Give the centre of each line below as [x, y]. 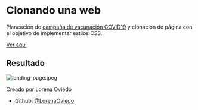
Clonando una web [54, 10]
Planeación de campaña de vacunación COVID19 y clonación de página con [99, 27]
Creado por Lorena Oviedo [39, 89]
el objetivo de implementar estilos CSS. [54, 33]
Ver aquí [16, 45]
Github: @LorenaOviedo [44, 100]
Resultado [25, 63]
